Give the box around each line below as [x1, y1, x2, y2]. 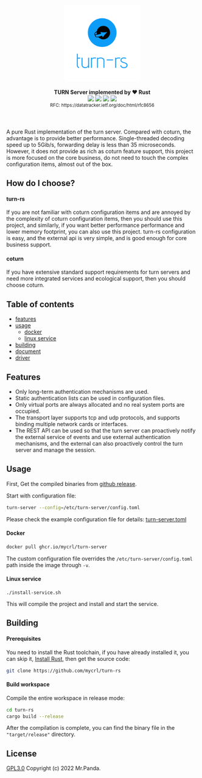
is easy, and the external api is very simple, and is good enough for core [6, 235, 187, 242]
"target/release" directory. [6, 730, 76, 738]
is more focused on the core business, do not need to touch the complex [6, 154, 189, 161]
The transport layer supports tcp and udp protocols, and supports [15, 414, 181, 421]
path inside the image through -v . [6, 561, 90, 568]
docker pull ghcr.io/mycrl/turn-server [6, 544, 108, 550]
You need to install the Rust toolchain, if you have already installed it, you [6, 648, 190, 656]
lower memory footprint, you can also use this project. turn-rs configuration [6, 228, 196, 235]
